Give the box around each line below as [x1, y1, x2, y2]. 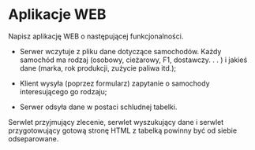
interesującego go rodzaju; [19, 86, 107, 96]
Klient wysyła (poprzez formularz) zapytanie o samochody [19, 79, 210, 88]
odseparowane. [8, 134, 59, 143]
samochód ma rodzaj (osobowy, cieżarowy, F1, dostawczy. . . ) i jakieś [19, 55, 248, 64]
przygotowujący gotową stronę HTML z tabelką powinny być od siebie [8, 126, 238, 135]
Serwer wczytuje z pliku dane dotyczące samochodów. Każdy [19, 46, 222, 56]
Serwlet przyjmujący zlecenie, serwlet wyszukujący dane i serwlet [8, 117, 224, 126]
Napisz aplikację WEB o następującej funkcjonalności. [8, 31, 184, 41]
